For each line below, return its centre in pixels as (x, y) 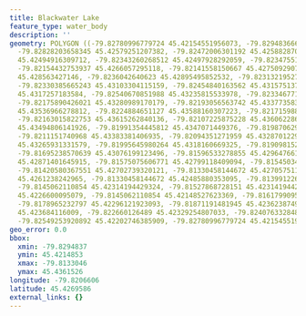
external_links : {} (46, 297)
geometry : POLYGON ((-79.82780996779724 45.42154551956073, (126, 43)
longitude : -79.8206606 (55, 280)
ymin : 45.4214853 (51, 255)
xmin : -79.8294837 (53, 247)
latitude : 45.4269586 (51, 289)
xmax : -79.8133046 (53, 264)
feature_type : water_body (58, 26)
